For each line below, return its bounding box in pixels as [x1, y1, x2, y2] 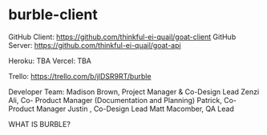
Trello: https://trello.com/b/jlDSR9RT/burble [8, 71, 152, 81]
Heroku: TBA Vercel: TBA [8, 56, 92, 66]
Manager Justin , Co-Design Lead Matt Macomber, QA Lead [35, 104, 234, 113]
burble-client [8, 6, 98, 24]
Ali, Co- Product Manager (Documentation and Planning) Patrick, [8, 95, 222, 105]
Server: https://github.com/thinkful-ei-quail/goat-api [8, 40, 182, 50]
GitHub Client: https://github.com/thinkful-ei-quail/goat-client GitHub [8, 32, 237, 42]
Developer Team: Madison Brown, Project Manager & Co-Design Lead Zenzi [8, 86, 260, 97]
